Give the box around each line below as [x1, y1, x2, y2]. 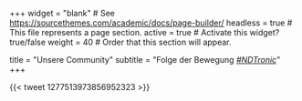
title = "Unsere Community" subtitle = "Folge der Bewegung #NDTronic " [9, 55, 281, 65]
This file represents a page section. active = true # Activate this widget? [9, 27, 280, 37]
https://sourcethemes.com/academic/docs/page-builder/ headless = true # [9, 17, 293, 28]
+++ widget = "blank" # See [9, 8, 116, 18]
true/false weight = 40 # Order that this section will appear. [9, 36, 232, 47]
